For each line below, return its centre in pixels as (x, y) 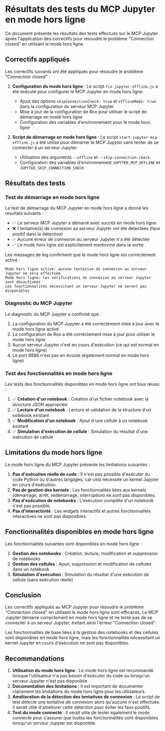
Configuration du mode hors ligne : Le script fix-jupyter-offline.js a (85, 86)
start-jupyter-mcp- (139, 137)
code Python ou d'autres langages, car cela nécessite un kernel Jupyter (85, 479)
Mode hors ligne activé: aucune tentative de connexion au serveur (76, 269)
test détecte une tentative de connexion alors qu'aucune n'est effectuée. (86, 702)
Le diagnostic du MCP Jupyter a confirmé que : (53, 314)
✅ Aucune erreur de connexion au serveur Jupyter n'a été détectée (81, 239)
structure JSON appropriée (40, 405)
